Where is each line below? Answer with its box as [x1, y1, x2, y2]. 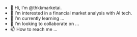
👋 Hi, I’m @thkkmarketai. [10, 5, 62, 10]
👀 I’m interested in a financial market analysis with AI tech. [10, 10, 132, 16]
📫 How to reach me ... [10, 26, 58, 32]
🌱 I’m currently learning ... [10, 15, 65, 21]
